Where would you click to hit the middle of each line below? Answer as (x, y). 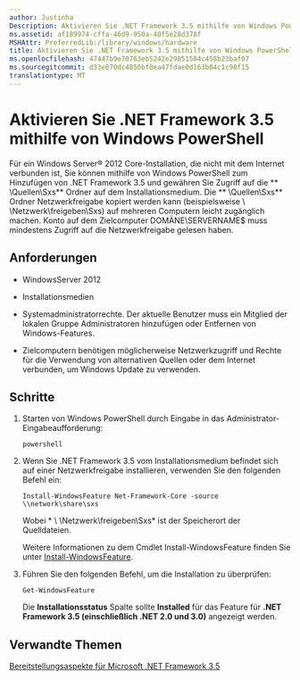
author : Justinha (42, 17)
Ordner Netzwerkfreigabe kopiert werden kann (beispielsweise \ (127, 201)
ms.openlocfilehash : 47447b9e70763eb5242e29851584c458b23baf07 (129, 59)
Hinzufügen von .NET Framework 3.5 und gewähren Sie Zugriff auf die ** (144, 182)
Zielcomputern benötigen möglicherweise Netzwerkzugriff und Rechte (152, 350)
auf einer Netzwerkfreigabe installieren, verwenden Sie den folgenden (151, 470)
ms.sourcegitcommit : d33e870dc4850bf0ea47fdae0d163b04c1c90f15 (129, 68)
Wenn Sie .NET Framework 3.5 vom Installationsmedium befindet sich (150, 461)
